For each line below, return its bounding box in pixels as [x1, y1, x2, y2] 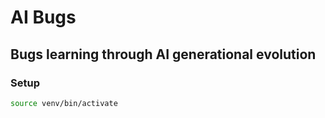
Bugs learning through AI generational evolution [10, 46, 317, 63]
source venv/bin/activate [10, 98, 118, 108]
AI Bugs [10, 6, 77, 29]
